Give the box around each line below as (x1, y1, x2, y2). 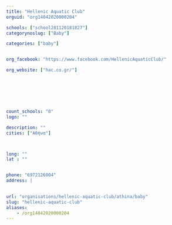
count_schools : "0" (6, 109, 54, 115)
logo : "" (6, 114, 28, 120)
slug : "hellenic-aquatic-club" (6, 199, 83, 205)
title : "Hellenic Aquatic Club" (6, 8, 85, 15)
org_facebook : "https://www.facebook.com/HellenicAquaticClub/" (6, 56, 167, 62)
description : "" (6, 125, 46, 130)
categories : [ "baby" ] (6, 41, 59, 47)
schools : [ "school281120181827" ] (6, 25, 88, 31)
